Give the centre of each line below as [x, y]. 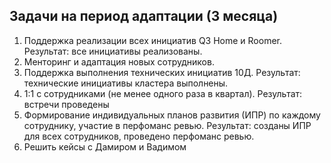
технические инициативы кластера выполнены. [126, 83]
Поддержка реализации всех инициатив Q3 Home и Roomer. [153, 40]
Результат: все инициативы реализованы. [113, 51]
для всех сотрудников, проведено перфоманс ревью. [139, 136]
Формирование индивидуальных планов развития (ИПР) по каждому [172, 115]
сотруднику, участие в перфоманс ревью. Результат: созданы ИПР [167, 125]
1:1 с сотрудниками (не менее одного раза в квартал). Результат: [163, 93]
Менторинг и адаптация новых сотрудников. [119, 61]
